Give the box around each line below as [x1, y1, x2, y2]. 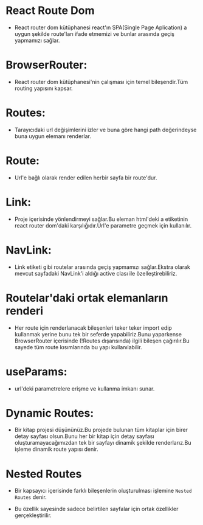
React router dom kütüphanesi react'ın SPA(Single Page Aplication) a [14, 24, 187, 31]
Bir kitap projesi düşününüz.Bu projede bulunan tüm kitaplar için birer [14, 426, 188, 434]
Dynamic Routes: [5, 406, 94, 420]
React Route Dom [5, 4, 95, 18]
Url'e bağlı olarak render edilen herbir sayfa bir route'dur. [14, 174, 157, 181]
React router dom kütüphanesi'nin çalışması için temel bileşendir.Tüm [14, 78, 188, 85]
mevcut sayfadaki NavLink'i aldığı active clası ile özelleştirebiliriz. [14, 269, 177, 277]
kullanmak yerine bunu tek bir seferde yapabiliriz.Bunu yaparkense [14, 330, 182, 338]
